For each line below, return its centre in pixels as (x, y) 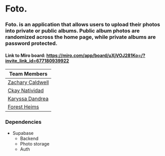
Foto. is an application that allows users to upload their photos (83, 25)
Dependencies (23, 122)
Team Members (28, 74)
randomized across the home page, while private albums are (80, 37)
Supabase (23, 133)
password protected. (31, 43)
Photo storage (35, 143)
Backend (29, 138)
